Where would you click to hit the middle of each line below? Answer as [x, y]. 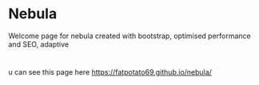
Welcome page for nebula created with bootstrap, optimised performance [129, 36]
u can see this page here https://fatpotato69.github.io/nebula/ [110, 72]
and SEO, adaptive [39, 44]
